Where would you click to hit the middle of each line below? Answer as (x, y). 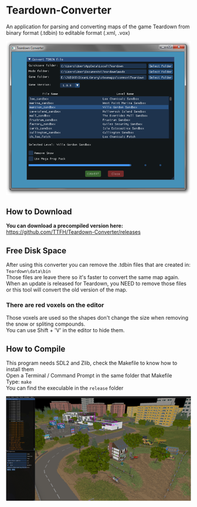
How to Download (39, 212)
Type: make (19, 382)
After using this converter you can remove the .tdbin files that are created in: (98, 264)
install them (20, 369)
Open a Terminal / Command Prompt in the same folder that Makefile (89, 376)
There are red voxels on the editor (55, 305)
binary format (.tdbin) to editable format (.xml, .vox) (68, 32)
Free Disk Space (36, 251)
